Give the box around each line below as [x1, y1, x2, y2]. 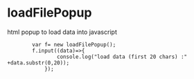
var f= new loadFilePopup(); [32, 41, 116, 48]
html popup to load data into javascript [7, 28, 118, 36]
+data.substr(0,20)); [7, 59, 70, 67]
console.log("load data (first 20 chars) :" [56, 53, 188, 60]
